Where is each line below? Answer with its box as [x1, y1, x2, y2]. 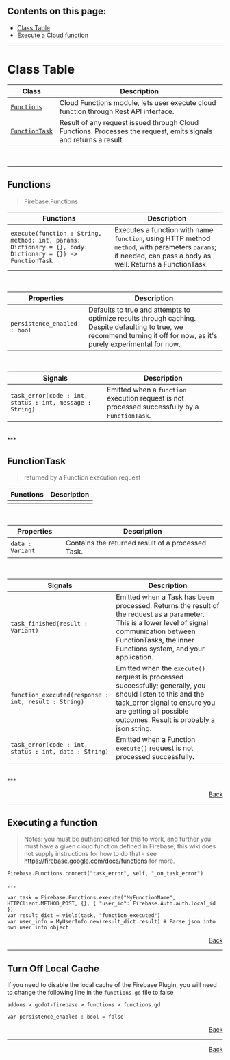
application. [116, 653, 154, 662]
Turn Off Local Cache [7, 962, 100, 974]
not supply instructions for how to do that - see [23, 850, 157, 858]
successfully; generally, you [116, 681, 206, 690]
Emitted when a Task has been [116, 592, 214, 602]
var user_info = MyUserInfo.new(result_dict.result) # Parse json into [7, 918, 216, 925]
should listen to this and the [116, 690, 205, 699]
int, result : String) [10, 698, 84, 706]
